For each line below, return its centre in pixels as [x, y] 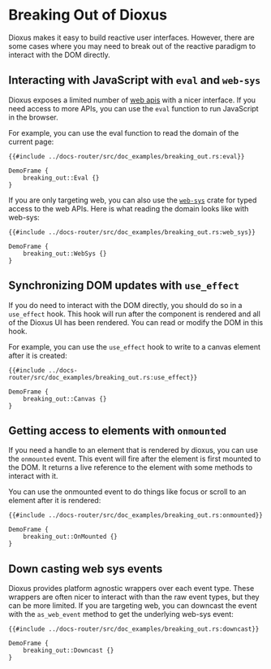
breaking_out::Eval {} [61, 178]
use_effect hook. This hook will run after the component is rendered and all [135, 314]
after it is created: [38, 355]
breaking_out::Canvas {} [65, 399]
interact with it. [33, 476]
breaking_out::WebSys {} [65, 254]
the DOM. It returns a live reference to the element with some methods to [131, 467]
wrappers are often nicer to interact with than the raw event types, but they [134, 597]
